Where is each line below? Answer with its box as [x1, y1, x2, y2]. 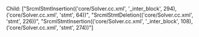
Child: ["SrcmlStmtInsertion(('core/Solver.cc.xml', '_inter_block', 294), [6, 5, 177, 12]
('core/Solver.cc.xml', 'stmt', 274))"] [6, 24, 94, 31]
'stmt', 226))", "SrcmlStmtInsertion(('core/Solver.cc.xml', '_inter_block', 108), [6, 18, 193, 24]
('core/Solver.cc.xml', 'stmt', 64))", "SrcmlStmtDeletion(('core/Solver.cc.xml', [6, 11, 194, 18]
